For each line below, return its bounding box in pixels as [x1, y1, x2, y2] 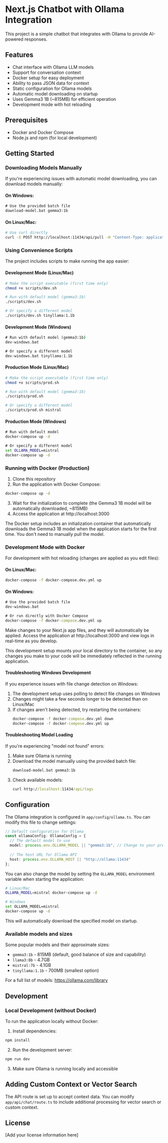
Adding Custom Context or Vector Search [5, 1080, 137, 1089]
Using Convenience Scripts [5, 247, 73, 254]
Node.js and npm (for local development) [12, 135, 97, 141]
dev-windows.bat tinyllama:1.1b [5, 353, 72, 359]
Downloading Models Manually [5, 164, 82, 171]
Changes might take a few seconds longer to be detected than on [12, 696, 148, 702]
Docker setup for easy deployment [12, 74, 84, 81]
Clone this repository [12, 476, 56, 482]
